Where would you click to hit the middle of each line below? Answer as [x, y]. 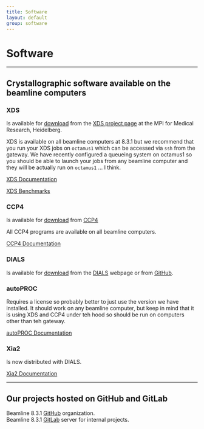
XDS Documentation [32, 179]
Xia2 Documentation [32, 374]
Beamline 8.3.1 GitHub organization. [51, 413]
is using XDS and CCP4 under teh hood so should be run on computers [95, 315]
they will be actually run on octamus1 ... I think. [64, 167]
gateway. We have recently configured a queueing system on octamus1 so [99, 155]
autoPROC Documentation [39, 333]
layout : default [27, 18]
